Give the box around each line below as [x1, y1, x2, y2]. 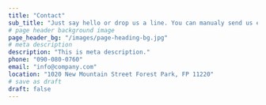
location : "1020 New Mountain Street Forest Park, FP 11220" [8, 70, 215, 78]
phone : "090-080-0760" [8, 56, 83, 64]
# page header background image [8, 26, 115, 34]
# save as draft [8, 77, 62, 85]
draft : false [8, 84, 51, 93]
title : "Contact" [8, 11, 66, 20]
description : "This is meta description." [8, 48, 150, 56]
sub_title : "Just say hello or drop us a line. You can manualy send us [8, 19, 253, 27]
